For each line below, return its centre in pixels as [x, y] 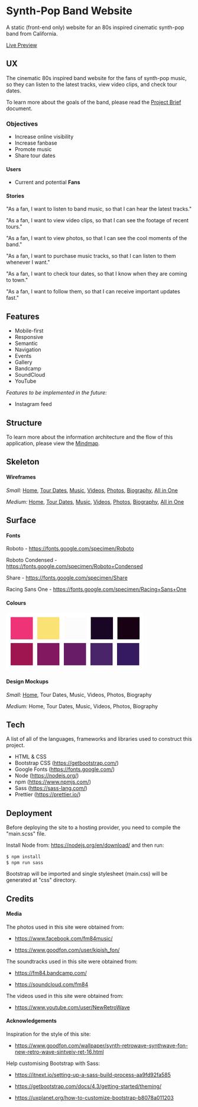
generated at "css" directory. [41, 880]
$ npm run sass [25, 863]
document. [19, 108]
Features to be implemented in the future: [57, 393]
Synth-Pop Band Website [69, 11]
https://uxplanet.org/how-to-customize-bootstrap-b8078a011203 [94, 1098]
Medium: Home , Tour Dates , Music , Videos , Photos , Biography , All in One [95, 501]
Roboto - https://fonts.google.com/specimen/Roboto [70, 549]
